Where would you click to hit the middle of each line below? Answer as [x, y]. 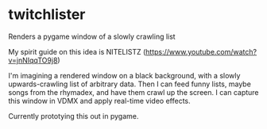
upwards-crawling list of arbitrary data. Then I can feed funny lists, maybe [130, 84]
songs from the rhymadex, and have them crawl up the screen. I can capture [134, 92]
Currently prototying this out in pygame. [74, 116]
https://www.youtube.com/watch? [201, 51]
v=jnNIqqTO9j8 [33, 60]
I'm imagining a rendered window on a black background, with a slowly [124, 75]
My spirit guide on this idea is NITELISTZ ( [77, 51]
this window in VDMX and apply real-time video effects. [99, 101]
